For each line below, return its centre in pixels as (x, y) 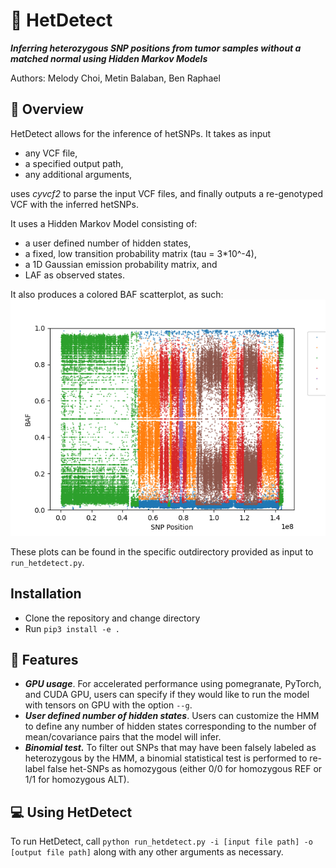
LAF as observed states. (74, 275)
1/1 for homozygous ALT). (77, 780)
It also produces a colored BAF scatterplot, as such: (117, 294)
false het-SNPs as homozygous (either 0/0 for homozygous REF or (185, 769)
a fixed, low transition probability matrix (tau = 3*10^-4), (140, 253)
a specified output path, (74, 163)
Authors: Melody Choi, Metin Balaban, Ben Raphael (115, 78)
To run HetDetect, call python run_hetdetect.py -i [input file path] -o (161, 841)
